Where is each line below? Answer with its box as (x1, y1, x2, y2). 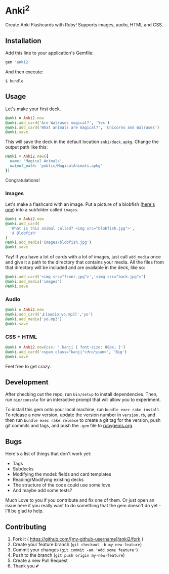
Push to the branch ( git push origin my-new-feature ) (12, 552, 125, 558)
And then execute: (5, 69, 44, 75)
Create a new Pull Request (12, 557, 68, 563)
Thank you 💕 (12, 562, 39, 569)
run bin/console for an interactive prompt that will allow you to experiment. (5, 396, 161, 403)
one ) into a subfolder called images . (5, 207, 79, 213)
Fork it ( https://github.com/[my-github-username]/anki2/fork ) (12, 536, 144, 542)
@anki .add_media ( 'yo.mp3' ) (5, 317, 62, 322)
